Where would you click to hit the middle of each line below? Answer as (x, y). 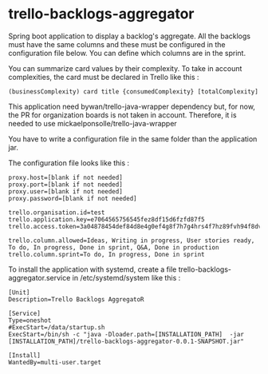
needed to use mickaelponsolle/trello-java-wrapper (93, 123)
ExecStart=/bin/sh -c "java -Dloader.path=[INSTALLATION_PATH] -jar (126, 334)
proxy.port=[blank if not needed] (66, 185)
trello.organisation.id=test (57, 213)
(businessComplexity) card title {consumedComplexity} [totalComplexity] (134, 92)
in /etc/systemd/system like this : (126, 277)
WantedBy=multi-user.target (55, 362)
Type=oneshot (30, 320)
